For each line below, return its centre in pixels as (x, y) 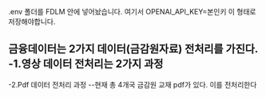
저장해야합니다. (32, 21)
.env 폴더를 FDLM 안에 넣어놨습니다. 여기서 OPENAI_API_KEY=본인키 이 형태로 (132, 12)
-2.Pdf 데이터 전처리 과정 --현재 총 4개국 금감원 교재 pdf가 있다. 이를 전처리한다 (133, 84)
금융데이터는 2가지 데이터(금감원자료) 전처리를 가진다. (133, 49)
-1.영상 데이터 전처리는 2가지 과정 (86, 64)
